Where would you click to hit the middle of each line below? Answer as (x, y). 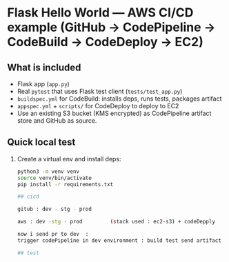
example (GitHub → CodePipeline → (111, 27)
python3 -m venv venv (48, 171)
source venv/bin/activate (54, 178)
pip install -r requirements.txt (65, 184)
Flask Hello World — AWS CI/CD (100, 13)
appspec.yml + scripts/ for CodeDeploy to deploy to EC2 (98, 106)
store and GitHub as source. (57, 121)
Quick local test (41, 142)
